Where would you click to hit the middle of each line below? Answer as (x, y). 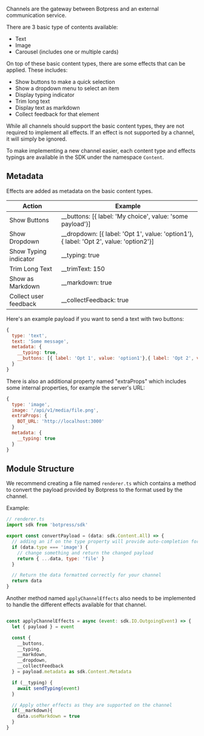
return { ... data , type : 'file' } (61, 559)
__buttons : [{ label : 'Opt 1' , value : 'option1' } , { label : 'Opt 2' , (106, 359)
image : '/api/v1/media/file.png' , (55, 410)
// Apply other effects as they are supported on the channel (92, 705)
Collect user (27, 296)
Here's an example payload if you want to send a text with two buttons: (95, 318)
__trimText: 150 (83, 268)
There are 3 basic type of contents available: (62, 27)
